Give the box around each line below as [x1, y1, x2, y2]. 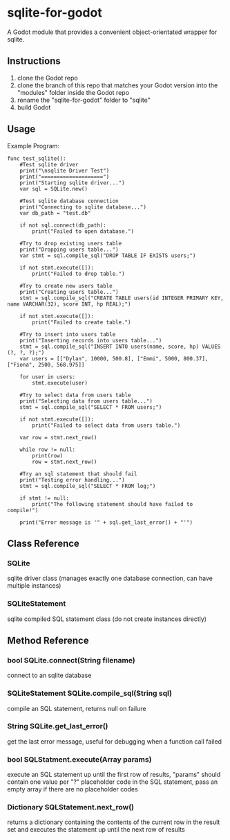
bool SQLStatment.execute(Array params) [7, 754, 152, 764]
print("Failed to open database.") [32, 227, 135, 235]
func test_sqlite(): [7, 155, 67, 162]
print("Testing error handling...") [19, 476, 126, 483]
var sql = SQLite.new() [19, 185, 88, 192]
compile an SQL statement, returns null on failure [7, 704, 146, 712]
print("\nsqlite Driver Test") [19, 167, 110, 174]
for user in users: [19, 373, 76, 380]
